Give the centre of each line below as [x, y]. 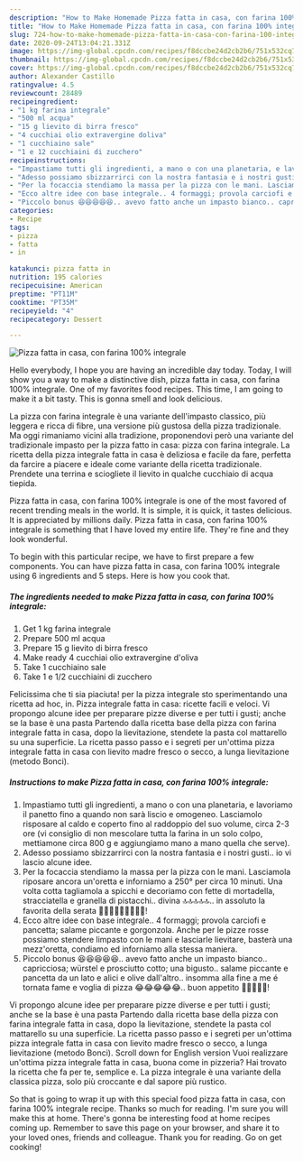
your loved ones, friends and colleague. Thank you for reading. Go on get [146, 1138]
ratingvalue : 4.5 [42, 85]
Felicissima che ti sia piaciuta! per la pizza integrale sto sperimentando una [148, 695]
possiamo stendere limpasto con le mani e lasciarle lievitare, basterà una [157, 940]
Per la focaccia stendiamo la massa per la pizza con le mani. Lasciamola [156, 872]
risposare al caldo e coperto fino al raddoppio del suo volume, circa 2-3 [156, 824]
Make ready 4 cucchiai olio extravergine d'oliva [110, 658]
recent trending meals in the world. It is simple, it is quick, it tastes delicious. [151, 511]
